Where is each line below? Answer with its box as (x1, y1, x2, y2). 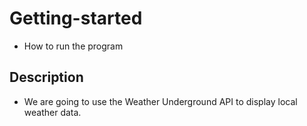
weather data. (23, 106, 82, 118)
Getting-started (9, 7, 143, 30)
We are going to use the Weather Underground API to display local (23, 95, 298, 107)
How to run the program (23, 40, 124, 52)
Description (9, 69, 84, 86)
